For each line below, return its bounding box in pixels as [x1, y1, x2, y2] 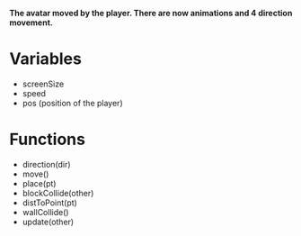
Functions [9, 130, 85, 150]
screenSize [22, 78, 65, 89]
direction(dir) [22, 159, 71, 169]
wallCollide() [22, 206, 69, 217]
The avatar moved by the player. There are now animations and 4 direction [9, 8, 293, 18]
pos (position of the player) [22, 97, 123, 108]
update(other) [22, 216, 75, 227]
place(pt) [22, 177, 57, 188]
